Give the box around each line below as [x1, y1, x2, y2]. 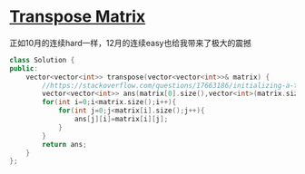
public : [9, 63, 39, 73]
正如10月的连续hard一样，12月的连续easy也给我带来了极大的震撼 [9, 37, 251, 48]
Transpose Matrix [9, 6, 146, 27]
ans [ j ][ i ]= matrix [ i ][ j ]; [74, 115, 169, 124]
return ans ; [42, 140, 88, 149]
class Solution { [9, 55, 75, 64]
